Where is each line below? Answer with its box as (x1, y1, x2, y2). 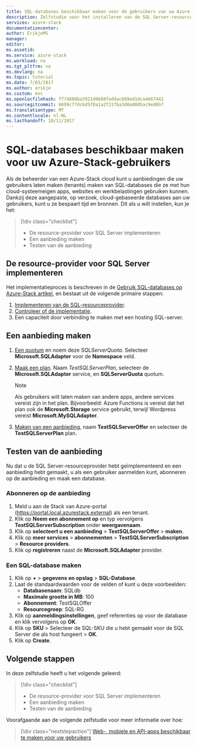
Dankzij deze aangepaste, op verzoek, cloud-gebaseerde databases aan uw (6, 194, 191, 201)
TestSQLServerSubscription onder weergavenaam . (14, 521, 142, 528)
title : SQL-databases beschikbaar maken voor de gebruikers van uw (6, 8, 175, 15)
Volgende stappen (6, 654, 75, 664)
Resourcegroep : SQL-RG (23, 606, 84, 613)
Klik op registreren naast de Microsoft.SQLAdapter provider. (14, 546, 163, 553)
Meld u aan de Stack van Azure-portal (14, 502, 107, 509)
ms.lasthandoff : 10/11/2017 (6, 118, 75, 124)
